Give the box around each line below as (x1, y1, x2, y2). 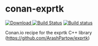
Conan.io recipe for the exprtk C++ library (5, 29, 92, 35)
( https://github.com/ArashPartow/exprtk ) (5, 35, 90, 41)
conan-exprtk (5, 3, 64, 15)
